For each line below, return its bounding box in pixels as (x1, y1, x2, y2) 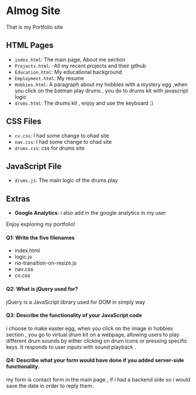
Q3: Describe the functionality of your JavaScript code (6, 312, 142, 319)
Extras (6, 194, 30, 204)
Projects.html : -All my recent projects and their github (14, 62, 146, 69)
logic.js (14, 253, 32, 260)
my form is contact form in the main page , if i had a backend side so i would (6, 376, 191, 383)
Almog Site (6, 4, 61, 18)
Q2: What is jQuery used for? (6, 285, 78, 292)
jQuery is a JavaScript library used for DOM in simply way (6, 298, 145, 305)
